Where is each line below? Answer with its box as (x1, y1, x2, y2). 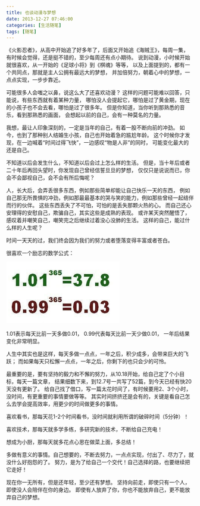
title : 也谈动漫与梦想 (6, 10, 57, 16)
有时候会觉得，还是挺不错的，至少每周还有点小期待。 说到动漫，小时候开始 (6, 54, 190, 61)
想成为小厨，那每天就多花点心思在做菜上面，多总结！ (6, 438, 137, 446)
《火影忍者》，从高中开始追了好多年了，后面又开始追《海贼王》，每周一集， (6, 47, 189, 54)
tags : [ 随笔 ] (6, 29, 37, 35)
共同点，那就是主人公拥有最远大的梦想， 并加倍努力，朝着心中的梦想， (11, 69, 185, 76)
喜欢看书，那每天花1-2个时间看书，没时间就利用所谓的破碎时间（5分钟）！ (6, 413, 189, 421)
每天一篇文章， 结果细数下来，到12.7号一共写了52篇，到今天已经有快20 (16, 378, 192, 385)
